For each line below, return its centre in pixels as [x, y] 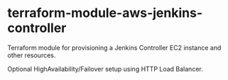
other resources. [32, 55]
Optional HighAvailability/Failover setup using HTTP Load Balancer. [105, 69]
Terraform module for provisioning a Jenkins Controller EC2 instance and [114, 47]
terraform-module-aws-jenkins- [105, 13]
